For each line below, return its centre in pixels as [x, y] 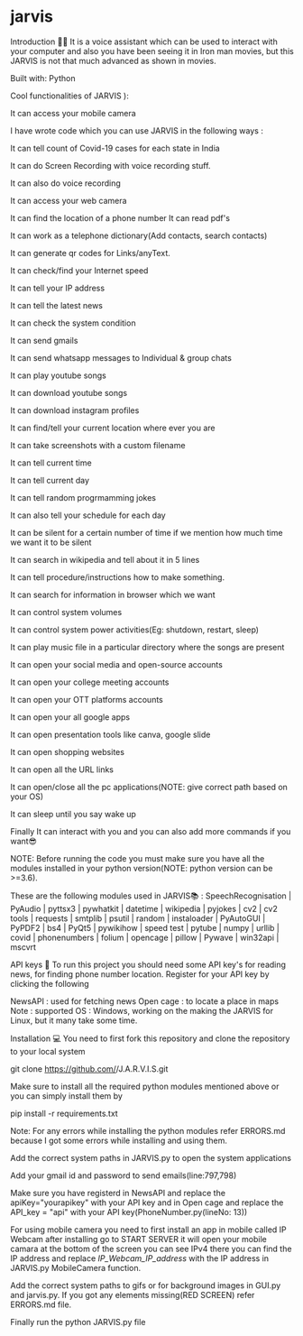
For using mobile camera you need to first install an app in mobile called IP [148, 1230]
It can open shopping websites [68, 751]
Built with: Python [43, 78]
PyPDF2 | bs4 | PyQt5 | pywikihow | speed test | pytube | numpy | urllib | [145, 927]
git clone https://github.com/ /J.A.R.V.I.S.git [89, 1069]
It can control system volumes [66, 612]
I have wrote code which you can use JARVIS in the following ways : [137, 130]
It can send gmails [44, 340]
